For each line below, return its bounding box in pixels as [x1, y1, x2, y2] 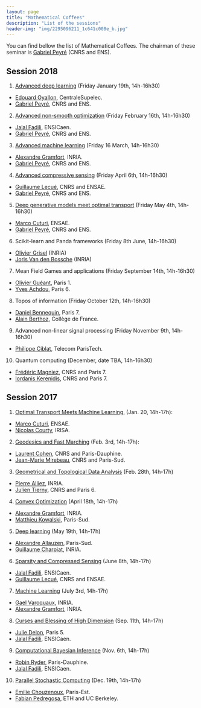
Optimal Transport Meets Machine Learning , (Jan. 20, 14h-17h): [14, 408, 173, 415]
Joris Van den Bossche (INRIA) [14, 256, 92, 263]
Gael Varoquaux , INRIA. [14, 599, 74, 606]
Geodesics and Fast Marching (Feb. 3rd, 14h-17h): [14, 438, 140, 445]
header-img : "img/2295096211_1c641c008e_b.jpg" [6, 25, 129, 32]
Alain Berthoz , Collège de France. [14, 315, 99, 323]
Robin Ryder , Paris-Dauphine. [14, 659, 89, 666]
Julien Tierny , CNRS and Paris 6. [14, 486, 97, 493]
